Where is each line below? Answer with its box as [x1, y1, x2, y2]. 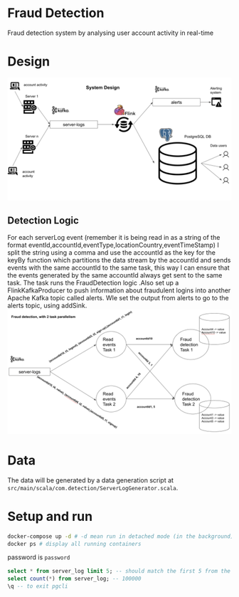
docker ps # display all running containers [7, 540, 142, 547]
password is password [7, 553, 70, 561]
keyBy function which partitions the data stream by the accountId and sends [7, 256, 231, 265]
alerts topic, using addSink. [7, 301, 87, 310]
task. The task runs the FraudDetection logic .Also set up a [7, 279, 179, 287]
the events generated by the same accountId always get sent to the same [7, 271, 223, 280]
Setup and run [7, 508, 93, 524]
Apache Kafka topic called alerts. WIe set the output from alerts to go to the [7, 294, 229, 302]
